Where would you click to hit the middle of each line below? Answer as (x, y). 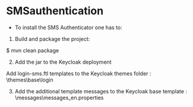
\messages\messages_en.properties (59, 97)
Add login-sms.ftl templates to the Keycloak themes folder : (79, 73)
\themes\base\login (30, 80)
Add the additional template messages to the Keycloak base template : (101, 91)
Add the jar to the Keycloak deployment (63, 62)
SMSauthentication (55, 11)
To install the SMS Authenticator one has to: (69, 27)
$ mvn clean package (33, 50)
